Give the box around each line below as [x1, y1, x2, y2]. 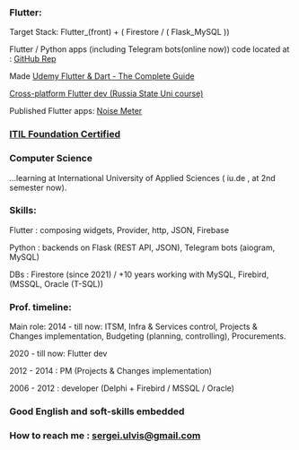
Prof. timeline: [9, 300, 72, 313]
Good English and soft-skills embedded [9, 405, 185, 418]
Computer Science [9, 152, 92, 165]
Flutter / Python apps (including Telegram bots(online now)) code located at [9, 44, 290, 55]
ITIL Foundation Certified [9, 128, 121, 141]
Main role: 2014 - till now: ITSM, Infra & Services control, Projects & [9, 321, 258, 333]
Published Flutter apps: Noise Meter [9, 106, 143, 117]
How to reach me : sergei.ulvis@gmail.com [9, 428, 201, 441]
